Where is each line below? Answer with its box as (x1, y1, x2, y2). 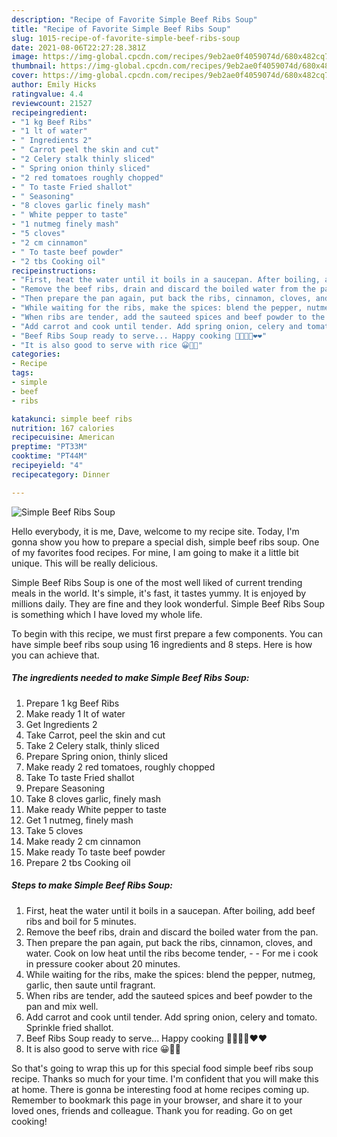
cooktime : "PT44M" (11, 451, 88, 461)
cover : (11, 71, 39, 81)
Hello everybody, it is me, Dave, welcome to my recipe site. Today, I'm (11, 525, 300, 537)
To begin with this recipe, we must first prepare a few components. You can (11, 627, 324, 640)
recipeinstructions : (11, 266, 98, 276)
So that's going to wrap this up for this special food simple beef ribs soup (11, 1062, 314, 1074)
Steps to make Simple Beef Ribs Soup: (11, 879, 174, 891)
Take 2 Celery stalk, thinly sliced (25, 739, 160, 751)
